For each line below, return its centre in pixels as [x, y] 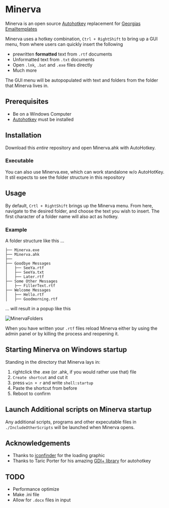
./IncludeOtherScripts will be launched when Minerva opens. [70, 427]
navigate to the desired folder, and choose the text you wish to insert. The [82, 211]
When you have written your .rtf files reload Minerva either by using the [81, 328]
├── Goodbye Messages [28, 263]
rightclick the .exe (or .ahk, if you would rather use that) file [75, 372]
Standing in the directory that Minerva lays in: [53, 362]
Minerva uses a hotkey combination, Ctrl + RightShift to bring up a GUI [81, 39]
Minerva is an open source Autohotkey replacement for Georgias [73, 23]
